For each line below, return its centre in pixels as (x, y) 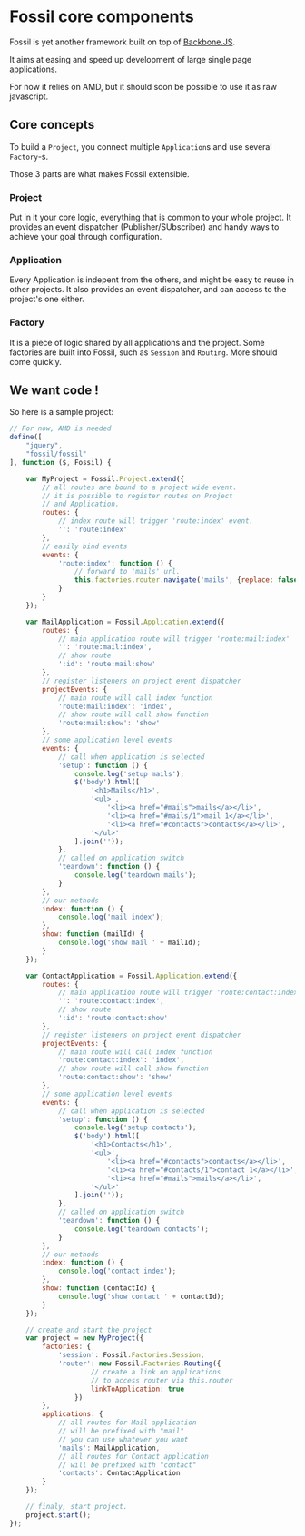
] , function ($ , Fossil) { (60, 462)
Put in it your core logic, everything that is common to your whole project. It (151, 217)
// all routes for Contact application (133, 1456)
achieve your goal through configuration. (86, 237)
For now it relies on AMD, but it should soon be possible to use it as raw (143, 86)
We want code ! (54, 391)
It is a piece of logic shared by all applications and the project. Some (137, 342)
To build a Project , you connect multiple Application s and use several (141, 146)
